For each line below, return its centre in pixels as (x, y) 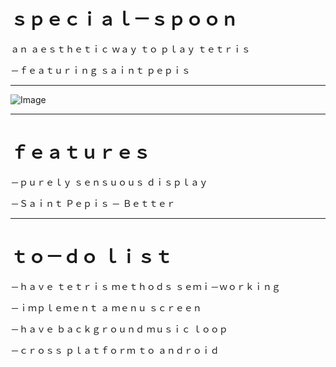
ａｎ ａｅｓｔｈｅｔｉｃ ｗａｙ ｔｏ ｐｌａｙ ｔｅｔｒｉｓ (130, 49)
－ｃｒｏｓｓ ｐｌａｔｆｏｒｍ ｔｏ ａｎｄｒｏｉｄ (115, 350)
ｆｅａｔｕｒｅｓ (81, 152)
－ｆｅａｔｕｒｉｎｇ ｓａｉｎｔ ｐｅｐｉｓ (100, 70)
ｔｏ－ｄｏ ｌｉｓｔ (91, 257)
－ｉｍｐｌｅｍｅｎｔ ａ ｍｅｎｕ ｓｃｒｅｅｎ (106, 307)
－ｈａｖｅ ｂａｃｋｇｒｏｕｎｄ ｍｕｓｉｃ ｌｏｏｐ (119, 329)
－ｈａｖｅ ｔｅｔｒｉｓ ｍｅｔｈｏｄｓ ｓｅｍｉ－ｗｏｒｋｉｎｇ (145, 286)
